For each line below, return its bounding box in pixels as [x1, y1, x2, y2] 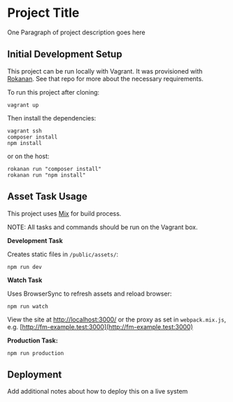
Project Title [7, 5, 80, 21]
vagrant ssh [7, 127, 42, 134]
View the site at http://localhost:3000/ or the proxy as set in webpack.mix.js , [7, 315, 226, 324]
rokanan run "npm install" [7, 172, 86, 179]
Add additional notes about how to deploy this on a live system [7, 387, 188, 396]
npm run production [7, 349, 64, 356]
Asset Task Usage [7, 190, 87, 202]
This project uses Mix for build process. [7, 209, 122, 218]
